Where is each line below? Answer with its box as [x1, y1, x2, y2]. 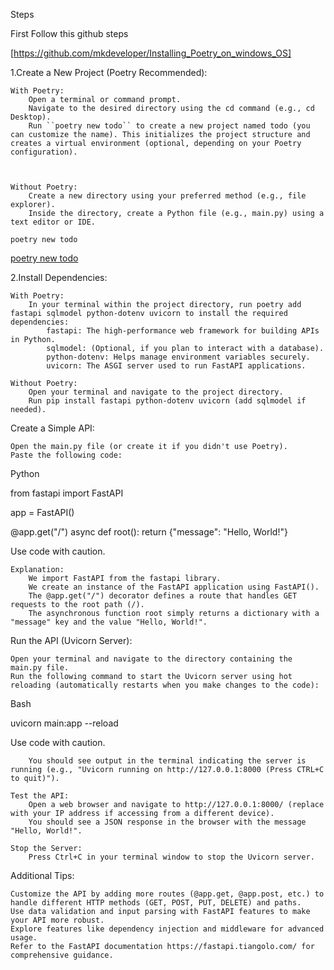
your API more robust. [10, 915, 105, 925]
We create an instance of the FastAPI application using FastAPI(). [28, 582, 320, 592]
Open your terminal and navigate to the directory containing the [10, 654, 293, 664]
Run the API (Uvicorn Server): [10, 635, 133, 646]
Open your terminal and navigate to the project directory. [28, 387, 284, 397]
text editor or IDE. [10, 217, 97, 227]
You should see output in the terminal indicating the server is [28, 756, 307, 766]
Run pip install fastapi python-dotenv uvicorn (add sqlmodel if [28, 396, 307, 406]
